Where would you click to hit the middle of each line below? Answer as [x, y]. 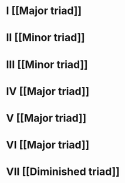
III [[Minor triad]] [47, 64]
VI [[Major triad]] [48, 145]
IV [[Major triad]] [48, 91]
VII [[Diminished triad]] [63, 172]
